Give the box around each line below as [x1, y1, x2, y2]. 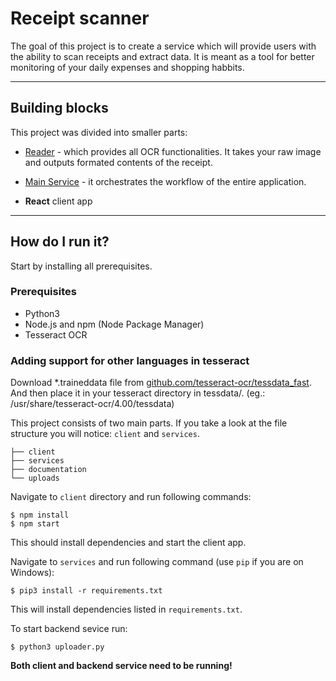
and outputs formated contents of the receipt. [24, 156, 213, 168]
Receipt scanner [10, 7, 150, 30]
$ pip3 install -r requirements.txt [10, 586, 163, 596]
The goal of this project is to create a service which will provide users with [10, 40, 317, 52]
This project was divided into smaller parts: [10, 126, 188, 138]
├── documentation [10, 465, 87, 475]
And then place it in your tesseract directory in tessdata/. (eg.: [10, 387, 266, 399]
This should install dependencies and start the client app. [10, 537, 247, 549]
